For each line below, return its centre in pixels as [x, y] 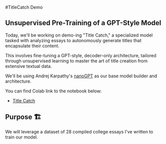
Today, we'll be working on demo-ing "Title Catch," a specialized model [79, 35]
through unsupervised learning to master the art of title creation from [76, 61]
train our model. [22, 137]
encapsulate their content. [32, 46]
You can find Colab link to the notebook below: [53, 91]
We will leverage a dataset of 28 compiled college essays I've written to [79, 131]
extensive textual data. [29, 66]
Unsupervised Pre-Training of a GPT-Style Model [83, 23]
